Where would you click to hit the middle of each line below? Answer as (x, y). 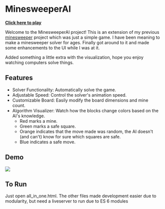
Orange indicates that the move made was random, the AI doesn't (86, 131)
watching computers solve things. (39, 62)
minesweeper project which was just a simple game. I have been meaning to (82, 37)
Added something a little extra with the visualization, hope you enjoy (74, 57)
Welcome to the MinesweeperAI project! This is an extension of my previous (82, 32)
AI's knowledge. (29, 116)
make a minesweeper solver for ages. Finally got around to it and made (77, 42)
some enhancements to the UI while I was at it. (52, 48)
